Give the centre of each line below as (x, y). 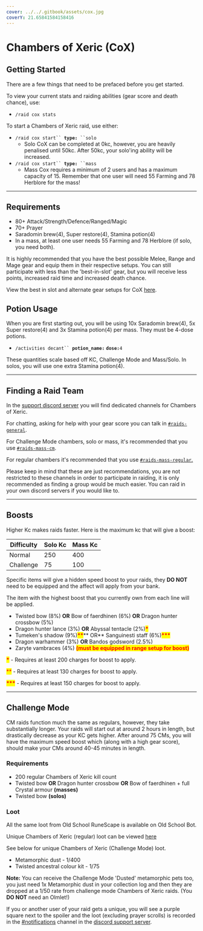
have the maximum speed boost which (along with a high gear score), (93, 741)
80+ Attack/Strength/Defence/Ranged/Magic (71, 222)
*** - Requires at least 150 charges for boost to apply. (73, 683)
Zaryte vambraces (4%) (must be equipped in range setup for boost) (102, 648)
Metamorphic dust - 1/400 (48, 860)
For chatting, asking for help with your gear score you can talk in (87, 423)
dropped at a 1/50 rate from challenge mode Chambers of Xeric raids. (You (99, 891)
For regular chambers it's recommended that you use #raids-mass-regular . (100, 459)
